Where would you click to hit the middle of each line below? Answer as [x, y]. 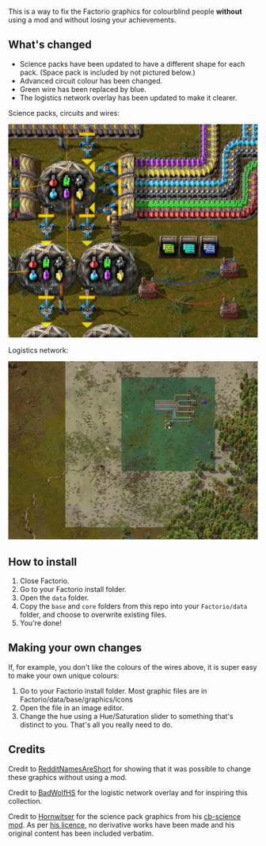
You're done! [40, 623]
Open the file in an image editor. [72, 708]
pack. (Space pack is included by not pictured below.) [107, 72]
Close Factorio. [44, 581]
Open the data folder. [54, 598]
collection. [25, 801]
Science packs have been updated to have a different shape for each [132, 63]
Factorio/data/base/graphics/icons [76, 699]
